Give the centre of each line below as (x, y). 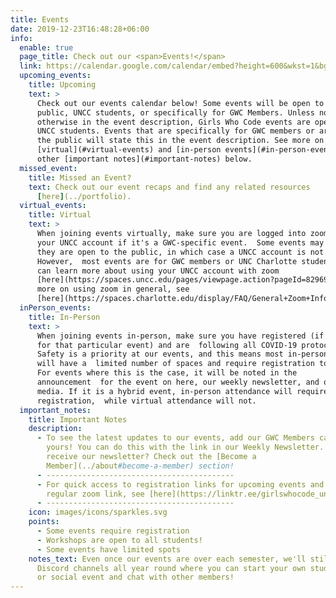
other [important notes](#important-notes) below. (144, 159)
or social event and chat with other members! (135, 577)
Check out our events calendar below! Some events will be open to (180, 103)
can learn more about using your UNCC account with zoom (158, 271)
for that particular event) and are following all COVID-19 (167, 345)
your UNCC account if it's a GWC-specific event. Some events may (180, 242)
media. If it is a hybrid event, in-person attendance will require (182, 391)
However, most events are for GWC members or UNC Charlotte (167, 261)
